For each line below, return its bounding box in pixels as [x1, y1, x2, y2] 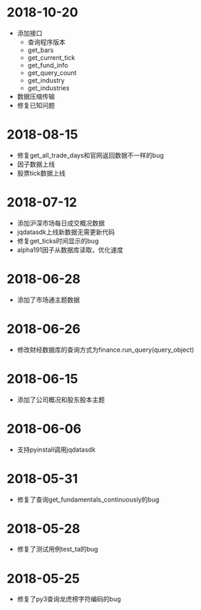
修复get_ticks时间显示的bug [16, 236, 99, 245]
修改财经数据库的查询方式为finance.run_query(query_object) [16, 345, 195, 354]
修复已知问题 [16, 101, 55, 109]
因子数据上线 [16, 160, 55, 168]
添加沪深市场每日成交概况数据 [16, 218, 105, 227]
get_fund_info [27, 61, 68, 69]
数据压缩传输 [16, 92, 55, 101]
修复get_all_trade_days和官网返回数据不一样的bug [16, 151, 165, 159]
